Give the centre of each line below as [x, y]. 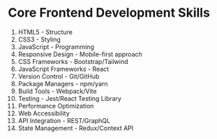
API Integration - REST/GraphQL [64, 120]
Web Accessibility [44, 113]
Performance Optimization [56, 106]
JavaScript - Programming [56, 47]
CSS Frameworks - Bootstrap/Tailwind [73, 61]
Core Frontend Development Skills [109, 13]
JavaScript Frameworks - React [63, 69]
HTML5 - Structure [45, 32]
